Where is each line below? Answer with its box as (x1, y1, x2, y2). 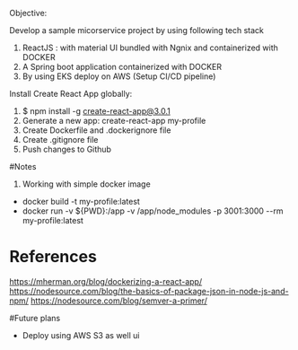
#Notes (9, 162, 37, 171)
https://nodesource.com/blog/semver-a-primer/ (31, 295, 208, 306)
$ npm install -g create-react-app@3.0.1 (22, 106, 171, 116)
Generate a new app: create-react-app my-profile (22, 116, 206, 126)
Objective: (9, 8, 48, 18)
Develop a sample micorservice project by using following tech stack (9, 25, 265, 35)
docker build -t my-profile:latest (22, 197, 141, 206)
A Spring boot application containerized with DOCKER (22, 62, 223, 72)
